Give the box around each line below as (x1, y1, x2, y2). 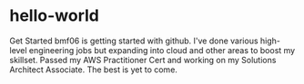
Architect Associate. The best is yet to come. (9, 64, 177, 75)
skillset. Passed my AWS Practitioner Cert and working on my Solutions (9, 54, 277, 65)
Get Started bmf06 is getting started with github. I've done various (9, 35, 258, 46)
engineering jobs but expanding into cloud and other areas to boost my (28, 44, 296, 55)
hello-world (9, 5, 100, 26)
